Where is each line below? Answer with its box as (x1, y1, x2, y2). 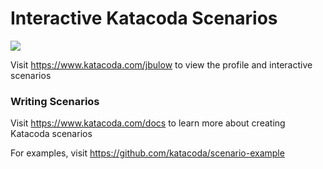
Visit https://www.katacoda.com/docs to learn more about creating (10, 117, 286, 129)
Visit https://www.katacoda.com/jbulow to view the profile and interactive (10, 58, 313, 71)
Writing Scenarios (10, 94, 100, 108)
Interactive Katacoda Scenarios (10, 7, 278, 30)
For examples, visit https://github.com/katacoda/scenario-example (10, 147, 285, 159)
